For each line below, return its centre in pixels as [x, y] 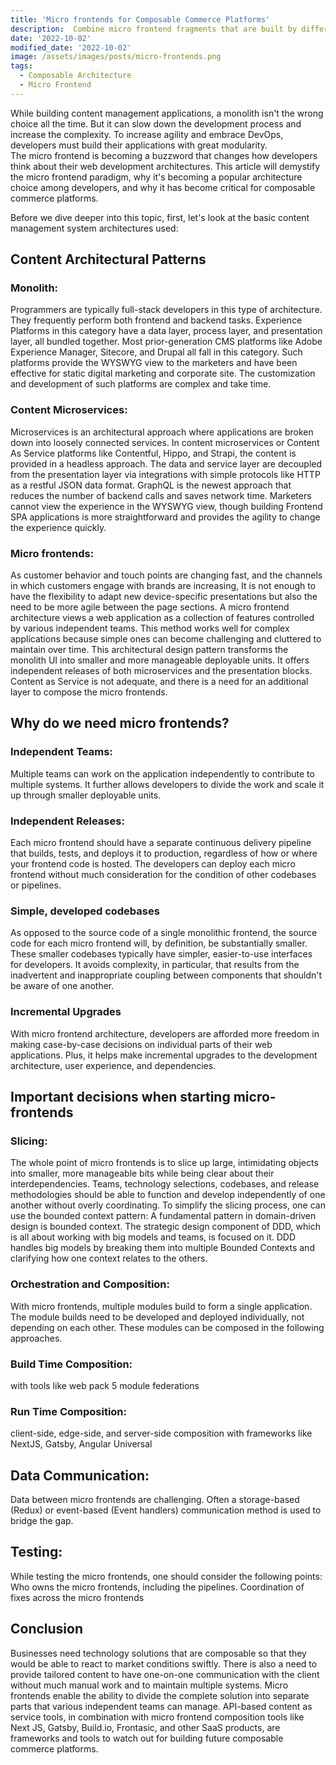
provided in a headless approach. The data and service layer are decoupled [166, 463]
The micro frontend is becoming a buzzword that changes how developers [164, 155]
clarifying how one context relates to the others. [109, 1258]
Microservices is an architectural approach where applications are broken [162, 432]
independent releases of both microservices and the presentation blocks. [161, 671]
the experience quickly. [58, 527]
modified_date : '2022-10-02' [71, 47]
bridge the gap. [42, 1520]
